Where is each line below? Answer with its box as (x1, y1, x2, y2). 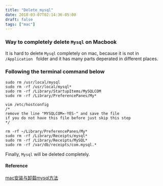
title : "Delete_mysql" (5, 7, 53, 13)
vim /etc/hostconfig (5, 102, 49, 107)
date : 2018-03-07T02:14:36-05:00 (5, 12, 76, 17)
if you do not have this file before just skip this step (5, 115, 131, 120)
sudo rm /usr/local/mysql (5, 79, 60, 85)
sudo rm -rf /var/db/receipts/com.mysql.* (5, 142, 97, 147)
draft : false (5, 17, 33, 22)
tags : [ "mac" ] (5, 21, 36, 27)
